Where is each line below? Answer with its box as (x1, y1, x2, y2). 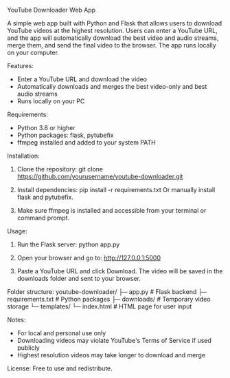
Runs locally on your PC (16, 97, 85, 105)
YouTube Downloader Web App (7, 6, 96, 14)
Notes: (7, 316, 26, 324)
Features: (7, 62, 34, 70)
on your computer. (7, 48, 60, 56)
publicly (16, 344, 40, 352)
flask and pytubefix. (16, 193, 74, 201)
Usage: (7, 227, 27, 235)
